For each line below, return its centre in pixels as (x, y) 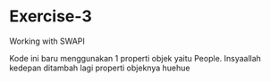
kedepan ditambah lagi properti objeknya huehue (100, 68)
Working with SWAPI (47, 41)
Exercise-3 (51, 16)
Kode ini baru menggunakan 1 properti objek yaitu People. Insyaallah (135, 58)
